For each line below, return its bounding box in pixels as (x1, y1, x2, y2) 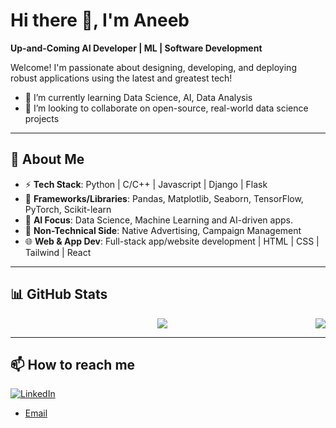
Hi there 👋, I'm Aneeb (10, 9, 190, 32)
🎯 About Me (10, 151, 85, 168)
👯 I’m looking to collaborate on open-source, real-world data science (24, 102, 309, 114)
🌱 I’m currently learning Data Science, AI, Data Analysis (24, 91, 253, 103)
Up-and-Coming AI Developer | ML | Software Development (10, 42, 263, 54)
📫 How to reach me (10, 356, 136, 373)
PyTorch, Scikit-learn (24, 203, 112, 215)
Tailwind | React (24, 246, 92, 258)
